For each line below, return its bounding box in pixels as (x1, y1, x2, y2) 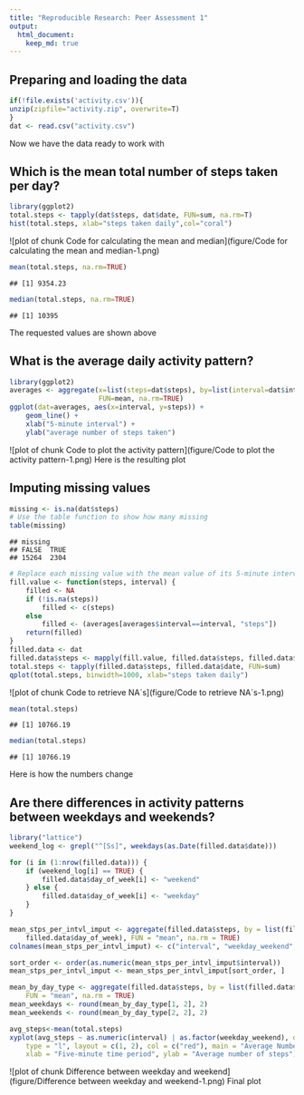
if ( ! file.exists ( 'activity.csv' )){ (9, 96, 144, 105)
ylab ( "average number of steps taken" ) (25, 428, 176, 437)
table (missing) (9, 521, 67, 530)
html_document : (17, 30, 75, 39)
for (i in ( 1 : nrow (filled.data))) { (9, 858, 147, 867)
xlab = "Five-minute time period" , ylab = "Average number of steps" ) (25, 1050, 298, 1059)
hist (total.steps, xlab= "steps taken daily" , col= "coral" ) (9, 219, 233, 228)
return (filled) (25, 628, 83, 637)
